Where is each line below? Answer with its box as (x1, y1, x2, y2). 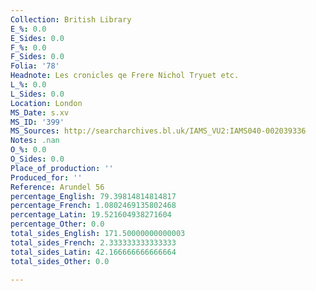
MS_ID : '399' (10, 117, 65, 127)
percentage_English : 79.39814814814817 (10, 191, 177, 201)
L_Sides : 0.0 (10, 89, 65, 99)
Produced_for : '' (10, 172, 83, 183)
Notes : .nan (10, 136, 60, 146)
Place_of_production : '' (10, 163, 114, 173)
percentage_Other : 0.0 (10, 219, 105, 230)
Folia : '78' (10, 61, 60, 71)
